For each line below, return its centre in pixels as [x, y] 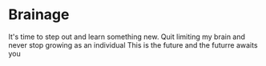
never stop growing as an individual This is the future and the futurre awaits [133, 45]
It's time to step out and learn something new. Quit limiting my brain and [127, 37]
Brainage [39, 15]
